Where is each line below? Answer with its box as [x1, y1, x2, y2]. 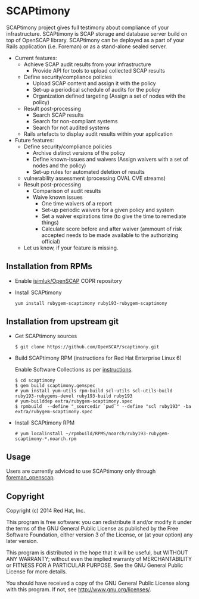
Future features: [14, 136, 55, 143]
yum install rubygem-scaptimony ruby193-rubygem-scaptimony [14, 300, 167, 306]
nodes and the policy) [32, 162, 86, 169]
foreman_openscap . [6, 474, 55, 481]
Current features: [14, 54, 58, 61]
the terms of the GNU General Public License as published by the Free [6, 525, 179, 532]
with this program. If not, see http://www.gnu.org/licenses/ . [6, 586, 152, 593]
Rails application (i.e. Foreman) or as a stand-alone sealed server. [6, 43, 167, 50]
